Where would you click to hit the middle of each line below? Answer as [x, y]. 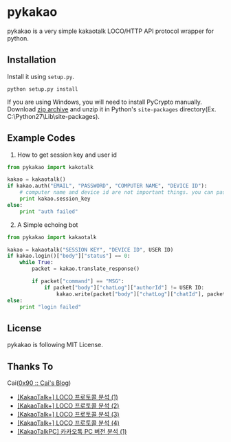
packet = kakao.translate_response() [86, 269]
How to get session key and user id [67, 155]
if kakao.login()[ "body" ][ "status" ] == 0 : [69, 256]
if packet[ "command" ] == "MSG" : [78, 281]
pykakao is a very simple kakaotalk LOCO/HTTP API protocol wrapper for [111, 31]
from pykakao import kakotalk [51, 167]
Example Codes [41, 138]
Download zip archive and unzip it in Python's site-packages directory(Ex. [112, 109]
